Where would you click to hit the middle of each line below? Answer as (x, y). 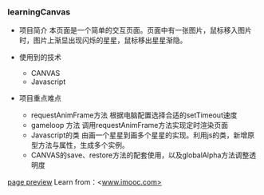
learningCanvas (39, 12)
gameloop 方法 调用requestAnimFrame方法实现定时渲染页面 (130, 125)
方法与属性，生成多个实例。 (83, 145)
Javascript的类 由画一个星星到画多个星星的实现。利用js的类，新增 (139, 135)
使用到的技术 (40, 58)
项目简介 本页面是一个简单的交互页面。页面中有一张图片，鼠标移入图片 (135, 30)
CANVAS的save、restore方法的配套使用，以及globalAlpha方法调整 (140, 155)
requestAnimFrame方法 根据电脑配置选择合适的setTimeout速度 (134, 115)
